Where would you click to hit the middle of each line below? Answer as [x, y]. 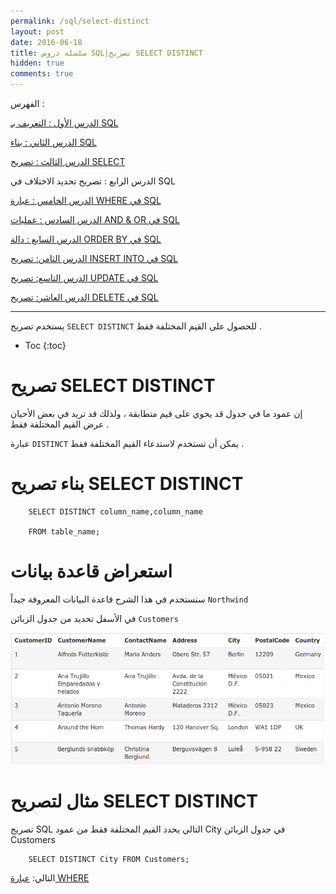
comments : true [42, 74]
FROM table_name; [64, 531]
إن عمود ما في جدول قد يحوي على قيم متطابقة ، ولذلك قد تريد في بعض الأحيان [156, 413]
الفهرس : [27, 103]
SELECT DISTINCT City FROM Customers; [109, 860]
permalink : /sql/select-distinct [80, 21]
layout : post [37, 31]
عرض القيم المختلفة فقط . [60, 424]
